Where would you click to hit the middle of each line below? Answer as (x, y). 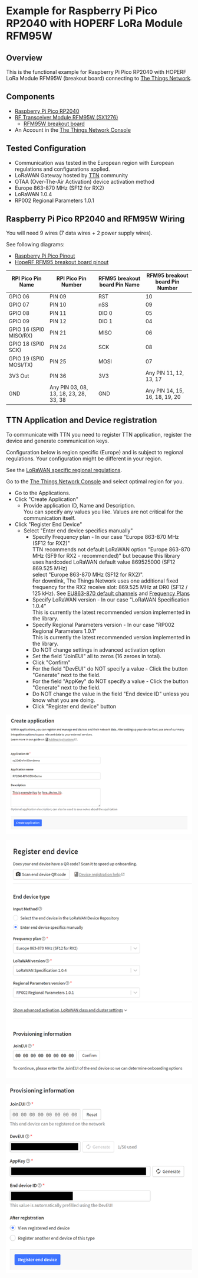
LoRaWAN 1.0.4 (33, 194)
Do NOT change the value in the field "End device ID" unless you (111, 694)
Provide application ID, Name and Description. (79, 505)
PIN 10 (58, 305)
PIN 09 (58, 297)
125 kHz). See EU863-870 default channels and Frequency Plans (111, 593)
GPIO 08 (19, 313)
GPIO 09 (19, 321)
